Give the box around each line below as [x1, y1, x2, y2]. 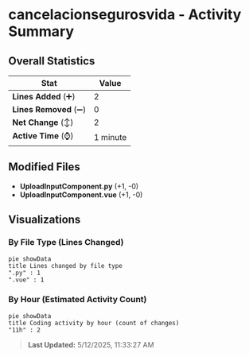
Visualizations [8, 213, 81, 227]
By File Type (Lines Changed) [8, 237, 124, 248]
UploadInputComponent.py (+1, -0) [19, 181, 139, 191]
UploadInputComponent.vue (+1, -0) [19, 189, 143, 200]
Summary [8, 22, 74, 41]
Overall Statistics [8, 54, 95, 68]
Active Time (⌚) [12, 130, 74, 141]
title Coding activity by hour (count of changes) [8, 319, 180, 327]
